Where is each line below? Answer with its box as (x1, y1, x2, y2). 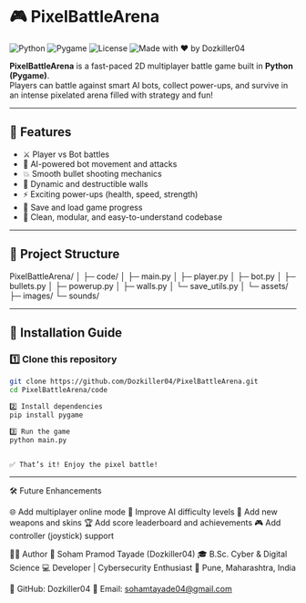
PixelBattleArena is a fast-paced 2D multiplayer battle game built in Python (9, 60, 293, 71)
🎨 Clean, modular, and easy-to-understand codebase (22, 211, 223, 223)
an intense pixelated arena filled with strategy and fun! (9, 89, 214, 100)
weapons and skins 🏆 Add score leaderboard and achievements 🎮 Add (9, 517, 281, 528)
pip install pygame (9, 411, 84, 420)
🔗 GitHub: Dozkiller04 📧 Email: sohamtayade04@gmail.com (9, 584, 232, 595)
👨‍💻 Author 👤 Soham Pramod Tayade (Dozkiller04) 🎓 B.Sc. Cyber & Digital (9, 548, 288, 560)
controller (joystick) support (9, 530, 115, 542)
